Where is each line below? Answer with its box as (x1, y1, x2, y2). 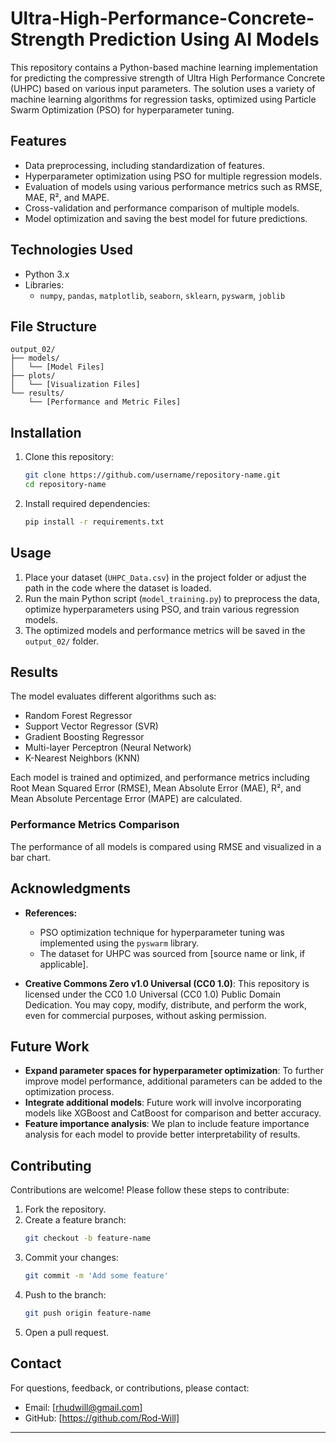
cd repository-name (24, 480, 107, 490)
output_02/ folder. (24, 635, 100, 647)
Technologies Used (10, 242, 133, 259)
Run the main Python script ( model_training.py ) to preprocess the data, (24, 592, 320, 604)
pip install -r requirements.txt (24, 517, 165, 527)
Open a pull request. (24, 1326, 110, 1338)
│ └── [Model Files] (10, 362, 105, 372)
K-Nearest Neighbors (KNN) (24, 752, 141, 764)
